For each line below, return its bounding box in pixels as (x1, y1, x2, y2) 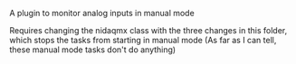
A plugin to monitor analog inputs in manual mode (9, 8, 195, 18)
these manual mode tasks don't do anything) (9, 44, 177, 55)
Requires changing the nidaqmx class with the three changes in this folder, (9, 25, 288, 35)
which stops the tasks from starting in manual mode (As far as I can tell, (9, 35, 277, 45)
